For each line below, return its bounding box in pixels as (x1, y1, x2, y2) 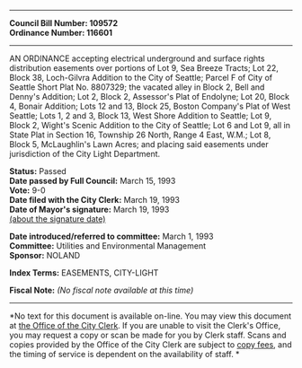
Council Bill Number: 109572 (9, 18, 119, 28)
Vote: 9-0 (9, 185, 47, 196)
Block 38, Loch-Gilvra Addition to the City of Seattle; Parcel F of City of (9, 73, 272, 83)
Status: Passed (9, 166, 67, 176)
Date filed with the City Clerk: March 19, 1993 (9, 195, 181, 205)
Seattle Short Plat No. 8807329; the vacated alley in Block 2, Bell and (9, 82, 265, 92)
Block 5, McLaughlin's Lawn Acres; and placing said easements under (9, 139, 269, 149)
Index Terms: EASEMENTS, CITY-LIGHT (9, 267, 159, 278)
